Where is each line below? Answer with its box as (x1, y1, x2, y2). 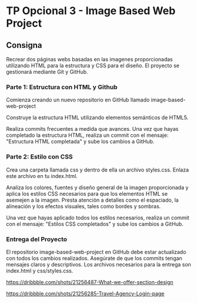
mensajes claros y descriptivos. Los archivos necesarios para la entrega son (6, 261, 191, 268)
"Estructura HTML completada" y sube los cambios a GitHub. (6, 138, 155, 145)
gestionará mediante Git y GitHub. (6, 68, 88, 75)
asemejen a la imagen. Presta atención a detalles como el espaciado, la (6, 196, 179, 203)
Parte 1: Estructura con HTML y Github (6, 83, 118, 91)
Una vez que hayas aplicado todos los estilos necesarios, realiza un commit (6, 214, 189, 221)
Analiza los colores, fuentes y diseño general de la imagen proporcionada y (6, 184, 189, 191)
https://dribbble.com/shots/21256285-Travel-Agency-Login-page (6, 290, 165, 297)
